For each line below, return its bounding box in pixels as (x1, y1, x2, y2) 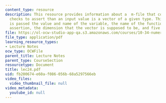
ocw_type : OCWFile (5, 49, 43, 53)
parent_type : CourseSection (5, 58, 63, 63)
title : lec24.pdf (5, 67, 41, 72)
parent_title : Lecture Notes (5, 53, 65, 58)
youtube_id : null (9, 90, 45, 95)
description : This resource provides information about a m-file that (5, 12, 156, 17)
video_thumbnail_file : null (9, 81, 68, 86)
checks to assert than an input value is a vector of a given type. (9, 16, 154, 21)
